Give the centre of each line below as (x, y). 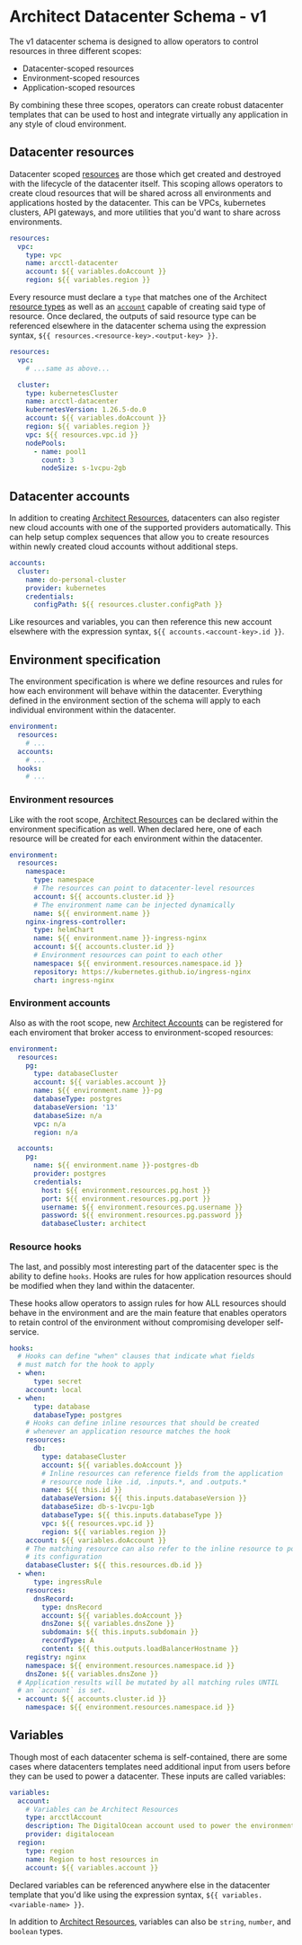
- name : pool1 (60, 451)
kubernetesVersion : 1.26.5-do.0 (86, 410)
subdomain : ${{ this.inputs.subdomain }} (120, 1632)
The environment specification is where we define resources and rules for (146, 681)
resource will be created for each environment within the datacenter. (136, 839)
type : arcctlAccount (64, 1817)
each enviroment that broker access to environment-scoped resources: (142, 1032)
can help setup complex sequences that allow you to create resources (139, 537)
